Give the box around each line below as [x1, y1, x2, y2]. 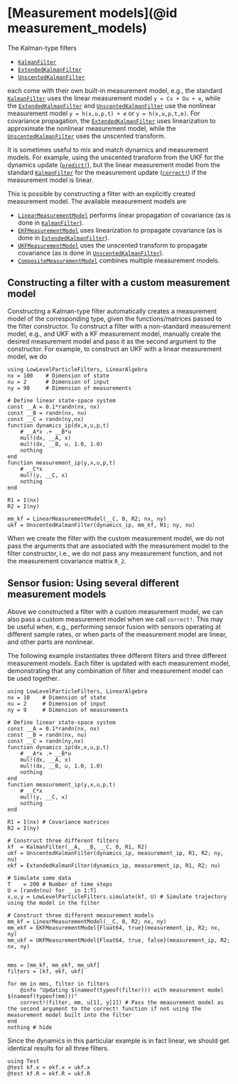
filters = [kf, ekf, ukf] [7, 967, 84, 975]
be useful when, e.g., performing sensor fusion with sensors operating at [7, 622, 222, 631]
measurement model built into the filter [7, 1011, 132, 1019]
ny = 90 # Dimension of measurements [7, 384, 132, 392]
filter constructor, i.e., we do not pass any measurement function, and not [7, 549, 223, 558]
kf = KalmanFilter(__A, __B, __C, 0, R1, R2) [7, 843, 148, 851]
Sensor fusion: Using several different [7, 578, 180, 590]
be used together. [7, 674, 60, 682]
